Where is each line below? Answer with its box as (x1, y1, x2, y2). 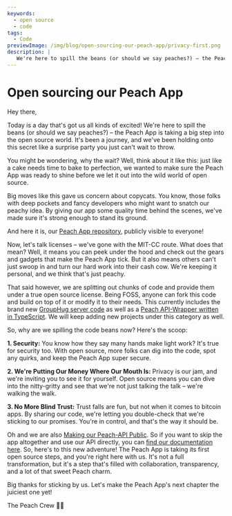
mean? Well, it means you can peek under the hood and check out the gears (7, 248, 224, 256)
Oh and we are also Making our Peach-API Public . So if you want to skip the (7, 430, 223, 439)
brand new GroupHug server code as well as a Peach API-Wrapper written (7, 305, 219, 313)
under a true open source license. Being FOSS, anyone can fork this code (7, 290, 216, 299)
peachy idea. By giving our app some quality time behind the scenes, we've (7, 206, 222, 215)
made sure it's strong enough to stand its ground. (7, 213, 148, 221)
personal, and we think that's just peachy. (7, 270, 126, 278)
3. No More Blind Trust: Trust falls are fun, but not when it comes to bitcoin (7, 402, 222, 410)
